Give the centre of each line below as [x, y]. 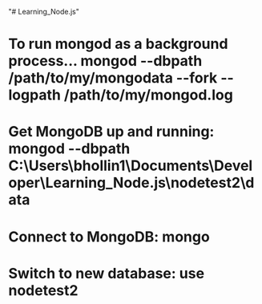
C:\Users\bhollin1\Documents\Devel [131, 166]
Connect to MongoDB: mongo [109, 237]
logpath [35, 95]
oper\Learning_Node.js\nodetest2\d [131, 183]
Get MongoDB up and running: [111, 132]
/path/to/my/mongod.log [149, 95]
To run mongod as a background [118, 44]
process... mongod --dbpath [105, 61]
